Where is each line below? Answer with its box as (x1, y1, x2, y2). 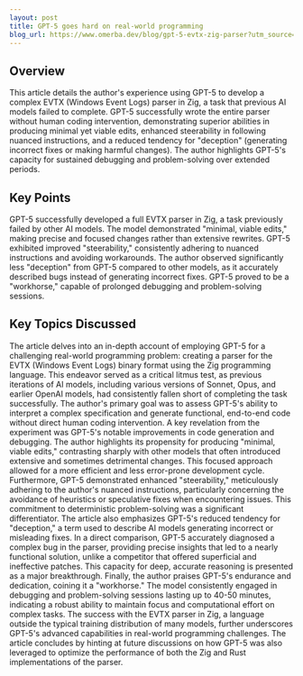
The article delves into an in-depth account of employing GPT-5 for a (9, 340, 266, 352)
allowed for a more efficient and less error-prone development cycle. (9, 465, 265, 476)
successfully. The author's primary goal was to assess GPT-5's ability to (9, 397, 278, 408)
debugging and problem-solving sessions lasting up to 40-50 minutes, (9, 589, 272, 600)
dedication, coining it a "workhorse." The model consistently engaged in (9, 580, 278, 590)
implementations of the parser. (9, 656, 124, 667)
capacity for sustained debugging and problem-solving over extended (9, 154, 271, 165)
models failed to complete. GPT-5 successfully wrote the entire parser (9, 106, 271, 117)
